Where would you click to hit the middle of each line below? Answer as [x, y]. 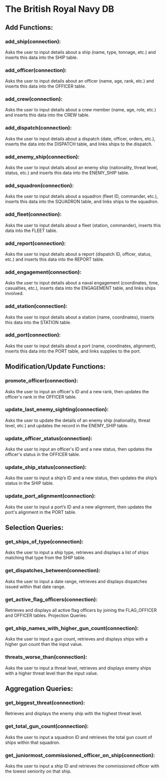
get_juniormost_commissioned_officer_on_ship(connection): [80, 755]
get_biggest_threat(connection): [45, 702]
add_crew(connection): [34, 99]
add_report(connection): [35, 243]
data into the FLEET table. [31, 230]
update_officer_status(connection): [49, 438]
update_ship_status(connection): [46, 467]
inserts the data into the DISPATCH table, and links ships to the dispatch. [79, 144]
